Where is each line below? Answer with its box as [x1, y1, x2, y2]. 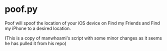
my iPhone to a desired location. [4, 25, 71, 31]
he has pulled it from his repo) [4, 40, 66, 46]
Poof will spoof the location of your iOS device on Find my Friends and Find [4, 20, 160, 26]
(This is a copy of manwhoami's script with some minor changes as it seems [4, 35, 162, 41]
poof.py [4, 3, 38, 15]
